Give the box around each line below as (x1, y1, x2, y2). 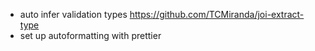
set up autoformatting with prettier (19, 30, 162, 41)
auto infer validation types (19, 9, 128, 20)
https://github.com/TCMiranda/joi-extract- (129, 9, 305, 20)
